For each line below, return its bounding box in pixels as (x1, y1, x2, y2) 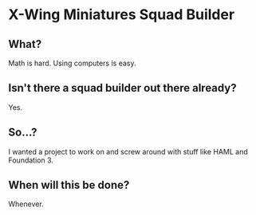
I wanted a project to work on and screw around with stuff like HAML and (8, 147, 249, 156)
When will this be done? (8, 178, 130, 192)
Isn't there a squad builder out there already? (8, 81, 237, 95)
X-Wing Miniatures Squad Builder (8, 6, 235, 24)
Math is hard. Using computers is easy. (8, 58, 136, 68)
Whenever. (8, 199, 44, 209)
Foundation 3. (8, 155, 54, 165)
